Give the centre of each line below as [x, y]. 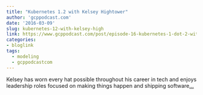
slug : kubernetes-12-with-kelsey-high [55, 29]
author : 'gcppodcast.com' [39, 17]
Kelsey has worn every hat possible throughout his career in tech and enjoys [101, 79]
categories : [21, 40]
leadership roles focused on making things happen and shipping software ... [100, 85]
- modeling [25, 57]
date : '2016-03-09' [31, 23]
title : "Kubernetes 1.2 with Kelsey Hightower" [67, 12]
